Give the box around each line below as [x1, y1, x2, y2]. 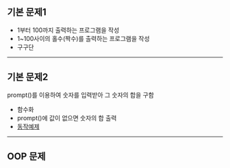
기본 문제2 [7, 71, 49, 83]
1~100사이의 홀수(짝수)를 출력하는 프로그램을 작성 [16, 34, 150, 42]
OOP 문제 [7, 151, 46, 163]
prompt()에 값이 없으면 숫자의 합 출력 [16, 113, 117, 122]
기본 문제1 [7, 6, 47, 18]
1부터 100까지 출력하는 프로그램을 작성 [16, 26, 120, 34]
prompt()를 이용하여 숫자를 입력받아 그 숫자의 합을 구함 [7, 91, 154, 99]
